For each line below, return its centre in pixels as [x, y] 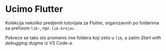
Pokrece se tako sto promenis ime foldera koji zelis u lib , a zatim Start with [83, 38]
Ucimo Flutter [34, 9]
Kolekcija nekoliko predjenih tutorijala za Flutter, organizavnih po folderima [82, 23]
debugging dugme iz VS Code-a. [39, 43]
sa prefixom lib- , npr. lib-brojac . [40, 28]
